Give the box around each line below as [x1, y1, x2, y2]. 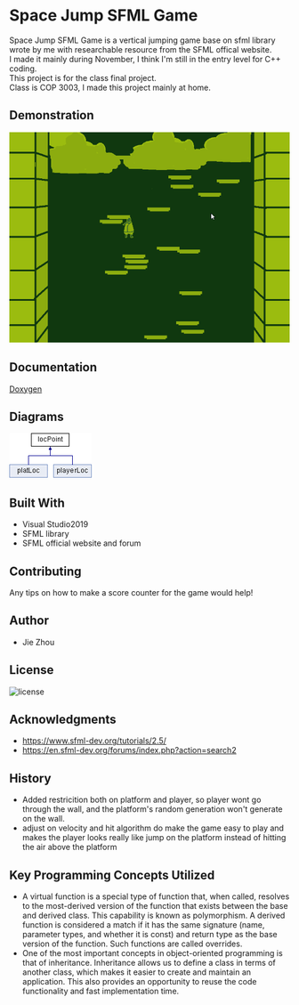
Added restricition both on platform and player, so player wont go [21, 794, 262, 806]
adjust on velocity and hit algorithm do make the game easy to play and [21, 823, 285, 833]
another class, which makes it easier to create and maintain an [21, 967, 252, 977]
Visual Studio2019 [21, 519, 89, 530]
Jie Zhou [21, 636, 55, 647]
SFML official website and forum [21, 538, 141, 548]
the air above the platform [21, 842, 117, 853]
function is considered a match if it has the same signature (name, [21, 920, 265, 930]
